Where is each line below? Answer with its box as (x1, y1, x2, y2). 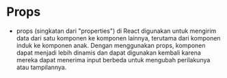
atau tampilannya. (16, 63, 67, 71)
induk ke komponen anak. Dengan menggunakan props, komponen (16, 41, 206, 49)
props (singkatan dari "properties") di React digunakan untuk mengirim (16, 27, 217, 35)
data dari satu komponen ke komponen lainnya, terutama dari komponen (16, 34, 221, 42)
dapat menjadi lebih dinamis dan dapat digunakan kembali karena (16, 49, 201, 57)
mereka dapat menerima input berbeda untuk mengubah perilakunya (16, 55, 211, 64)
